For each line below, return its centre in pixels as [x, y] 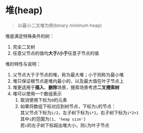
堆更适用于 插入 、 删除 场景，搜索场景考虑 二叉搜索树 [66, 87]
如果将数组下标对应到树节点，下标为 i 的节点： [68, 106]
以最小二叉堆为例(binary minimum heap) [60, 25]
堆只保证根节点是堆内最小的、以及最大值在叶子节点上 [68, 81]
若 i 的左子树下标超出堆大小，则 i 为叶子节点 [65, 125]
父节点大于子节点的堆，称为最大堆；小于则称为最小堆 [68, 74]
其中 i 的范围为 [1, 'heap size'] [53, 119]
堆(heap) [24, 10]
